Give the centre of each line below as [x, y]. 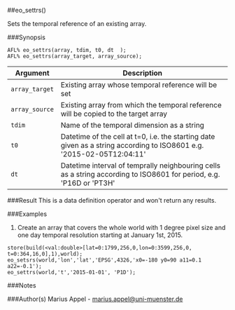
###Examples [27, 214]
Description [142, 73]
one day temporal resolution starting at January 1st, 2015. [100, 235]
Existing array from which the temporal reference [141, 105]
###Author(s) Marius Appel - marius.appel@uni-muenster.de [95, 299]
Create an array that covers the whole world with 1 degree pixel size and [121, 228]
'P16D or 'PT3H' [88, 183]
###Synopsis [26, 37]
